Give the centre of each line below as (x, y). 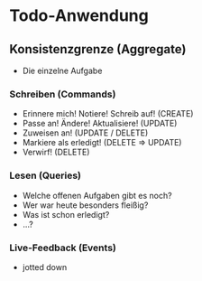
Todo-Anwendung (79, 16)
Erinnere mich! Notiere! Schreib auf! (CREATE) (108, 114)
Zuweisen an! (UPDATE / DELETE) (85, 133)
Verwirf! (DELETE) (56, 152)
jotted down (45, 267)
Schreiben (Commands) (63, 94)
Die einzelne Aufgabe (62, 70)
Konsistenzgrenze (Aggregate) (98, 49)
